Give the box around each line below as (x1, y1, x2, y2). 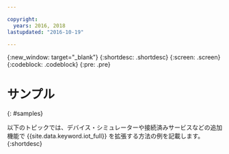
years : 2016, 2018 (13, 22, 66, 29)
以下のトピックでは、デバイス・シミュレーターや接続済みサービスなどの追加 (7, 123, 223, 132)
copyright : (7, 16, 38, 22)
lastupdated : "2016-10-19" (7, 29, 84, 35)
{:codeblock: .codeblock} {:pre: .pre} (7, 61, 111, 69)
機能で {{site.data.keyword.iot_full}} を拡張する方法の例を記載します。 (7, 132, 204, 140)
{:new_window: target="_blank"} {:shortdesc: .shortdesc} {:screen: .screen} (7, 53, 221, 61)
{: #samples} (7, 110, 43, 118)
